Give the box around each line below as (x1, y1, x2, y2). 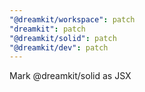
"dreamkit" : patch (9, 24, 86, 34)
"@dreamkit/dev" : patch (9, 42, 109, 53)
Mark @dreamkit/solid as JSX (9, 70, 132, 82)
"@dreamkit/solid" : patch (9, 33, 117, 43)
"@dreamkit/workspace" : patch (9, 14, 136, 25)
